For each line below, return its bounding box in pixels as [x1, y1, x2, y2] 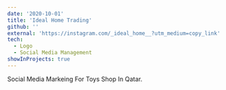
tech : [7, 36, 23, 43]
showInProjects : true [7, 56, 71, 63]
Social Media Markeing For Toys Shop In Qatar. [7, 75, 143, 83]
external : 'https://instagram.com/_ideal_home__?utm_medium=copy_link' [7, 29, 220, 37]
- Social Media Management [13, 50, 92, 57]
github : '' [7, 23, 39, 30]
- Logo [13, 43, 33, 50]
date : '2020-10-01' [7, 10, 64, 17]
